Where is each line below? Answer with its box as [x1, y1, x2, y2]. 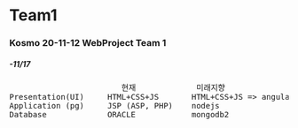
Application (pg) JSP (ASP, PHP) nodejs [9, 101, 220, 111]
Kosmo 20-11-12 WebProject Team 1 [9, 37, 167, 49]
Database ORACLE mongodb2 [9, 109, 230, 120]
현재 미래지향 [121, 83, 226, 93]
